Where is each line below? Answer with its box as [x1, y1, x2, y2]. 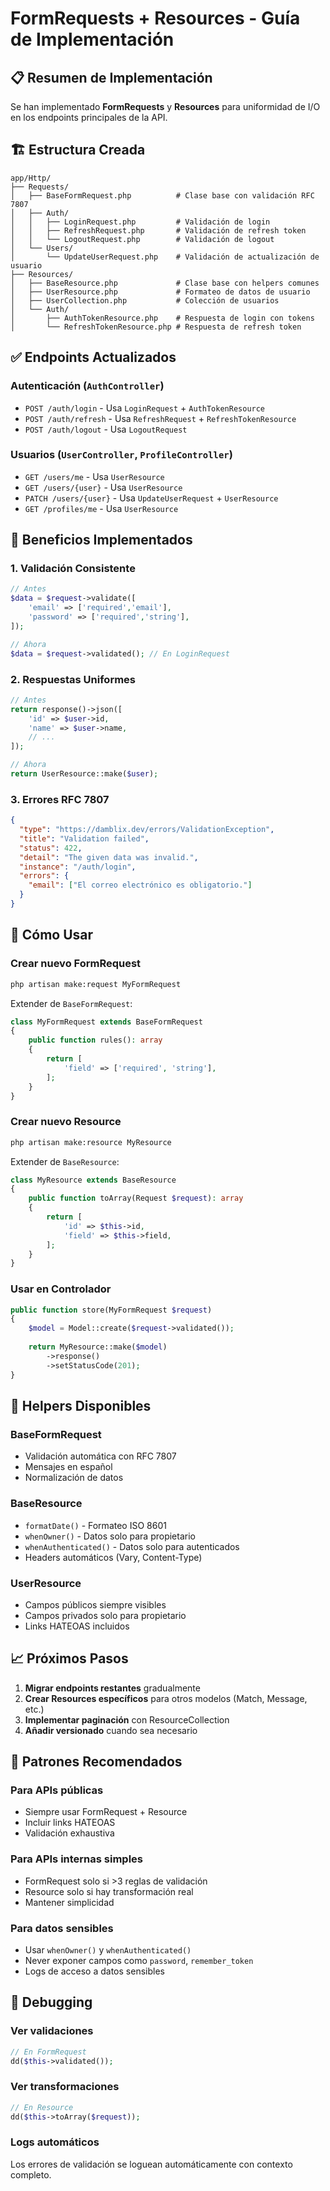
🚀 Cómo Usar [10, 927, 94, 944]
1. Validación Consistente [10, 562, 136, 576]
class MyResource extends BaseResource [10, 1175, 177, 1185]
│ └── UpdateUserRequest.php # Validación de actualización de [10, 252, 320, 262]
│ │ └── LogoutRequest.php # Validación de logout [10, 234, 275, 244]
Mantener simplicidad [24, 1896, 115, 1908]
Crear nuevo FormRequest [10, 957, 142, 971]
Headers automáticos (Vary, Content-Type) [24, 1551, 203, 1563]
